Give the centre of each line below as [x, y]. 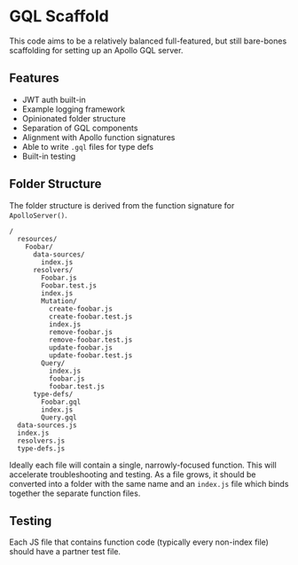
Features [34, 78]
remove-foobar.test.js [90, 340]
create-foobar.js [81, 309]
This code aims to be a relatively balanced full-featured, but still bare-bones [148, 41]
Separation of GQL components [80, 128]
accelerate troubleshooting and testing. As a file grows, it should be [133, 474]
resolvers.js [41, 441]
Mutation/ [59, 301]
